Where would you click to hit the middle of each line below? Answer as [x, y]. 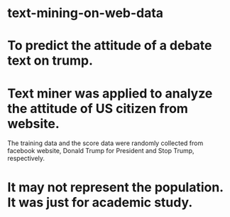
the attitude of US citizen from [98, 108]
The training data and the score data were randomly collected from [105, 143]
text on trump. [50, 61]
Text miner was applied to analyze [110, 93]
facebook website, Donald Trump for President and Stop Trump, [101, 151]
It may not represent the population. [115, 187]
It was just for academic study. [100, 202]
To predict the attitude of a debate [110, 46]
